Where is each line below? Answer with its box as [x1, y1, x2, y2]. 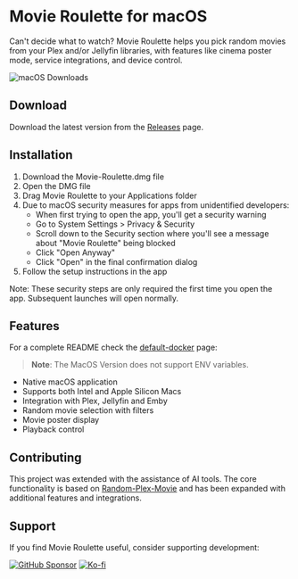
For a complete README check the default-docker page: [9, 342, 218, 353]
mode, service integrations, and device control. [9, 54, 183, 65]
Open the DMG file [21, 180, 91, 191]
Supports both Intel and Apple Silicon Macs [21, 386, 182, 397]
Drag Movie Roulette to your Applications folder [21, 190, 198, 201]
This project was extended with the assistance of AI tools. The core [9, 474, 257, 484]
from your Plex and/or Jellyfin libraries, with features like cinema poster [9, 45, 272, 55]
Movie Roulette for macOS [9, 6, 208, 27]
